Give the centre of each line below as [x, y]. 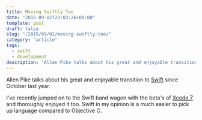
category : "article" [32, 40]
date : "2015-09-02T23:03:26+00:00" [51, 17]
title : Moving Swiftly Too [40, 12]
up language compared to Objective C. [54, 110]
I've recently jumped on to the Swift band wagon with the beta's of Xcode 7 [100, 98]
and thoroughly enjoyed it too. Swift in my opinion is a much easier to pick [98, 104]
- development [29, 57]
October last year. [28, 86]
